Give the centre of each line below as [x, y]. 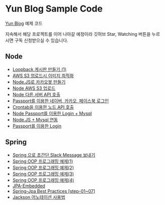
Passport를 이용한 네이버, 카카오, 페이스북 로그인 [61, 101]
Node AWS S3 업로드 [34, 88]
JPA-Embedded [29, 186]
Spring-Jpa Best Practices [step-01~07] [54, 191]
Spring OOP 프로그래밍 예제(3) [43, 174]
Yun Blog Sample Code [54, 9]
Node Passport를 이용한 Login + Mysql [52, 113]
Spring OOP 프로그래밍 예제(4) [43, 180]
